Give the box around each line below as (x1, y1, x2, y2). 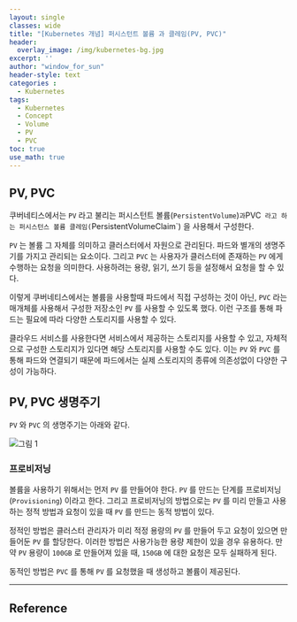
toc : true (9, 144, 46, 153)
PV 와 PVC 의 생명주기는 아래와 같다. (9, 419, 131, 430)
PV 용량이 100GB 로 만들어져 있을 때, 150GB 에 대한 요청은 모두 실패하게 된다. (18, 548, 278, 558)
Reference (9, 601, 68, 616)
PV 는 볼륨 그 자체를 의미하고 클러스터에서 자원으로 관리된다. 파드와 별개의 (9, 240, 263, 250)
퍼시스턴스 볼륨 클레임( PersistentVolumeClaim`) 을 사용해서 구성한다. (19, 221, 255, 232)
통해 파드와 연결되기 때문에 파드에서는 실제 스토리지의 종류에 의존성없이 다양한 (9, 355, 278, 365)
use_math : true (9, 152, 65, 162)
